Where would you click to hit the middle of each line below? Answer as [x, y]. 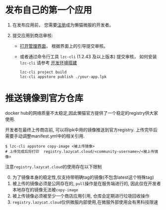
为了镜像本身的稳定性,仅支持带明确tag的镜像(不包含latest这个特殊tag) [83, 177]
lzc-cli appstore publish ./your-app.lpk [63, 77]
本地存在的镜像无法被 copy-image [45, 190]
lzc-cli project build [43, 72]
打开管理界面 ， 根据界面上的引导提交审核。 [64, 46]
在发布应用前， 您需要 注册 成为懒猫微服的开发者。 [63, 25]
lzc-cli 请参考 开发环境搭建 [48, 63]
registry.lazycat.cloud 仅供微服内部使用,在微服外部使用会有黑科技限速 [85, 202]
